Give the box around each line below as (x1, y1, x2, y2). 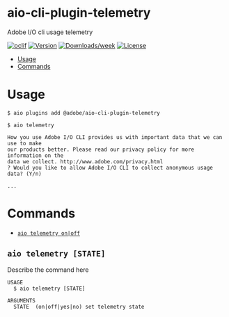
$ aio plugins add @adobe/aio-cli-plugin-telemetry (7, 109, 160, 116)
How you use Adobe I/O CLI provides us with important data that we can (7, 133, 223, 140)
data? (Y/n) (7, 170, 42, 177)
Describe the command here (7, 266, 89, 274)
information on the (7, 152, 64, 159)
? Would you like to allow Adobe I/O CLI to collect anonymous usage (7, 164, 214, 171)
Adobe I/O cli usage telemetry (7, 28, 93, 36)
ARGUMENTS (7, 297, 36, 304)
